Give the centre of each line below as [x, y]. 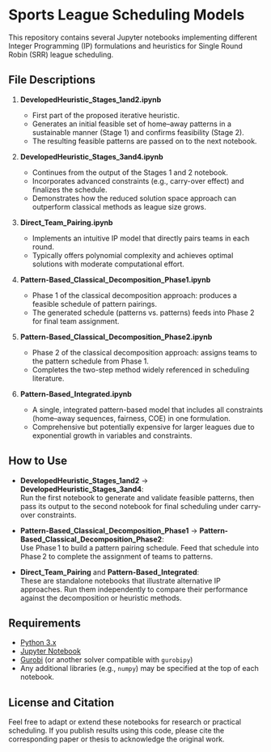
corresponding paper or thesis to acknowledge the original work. [116, 739]
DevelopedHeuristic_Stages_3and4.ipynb [91, 156]
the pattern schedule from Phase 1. [91, 361]
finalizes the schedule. [70, 189]
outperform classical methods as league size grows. [119, 206]
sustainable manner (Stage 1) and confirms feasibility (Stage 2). [138, 132]
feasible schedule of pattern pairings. [95, 304]
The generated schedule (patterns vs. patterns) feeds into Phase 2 [143, 312]
